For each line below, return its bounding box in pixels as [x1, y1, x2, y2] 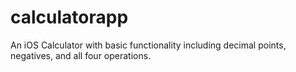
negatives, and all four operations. [10, 49, 152, 61]
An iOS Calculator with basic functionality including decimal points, [10, 39, 287, 51]
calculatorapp [10, 6, 129, 29]
